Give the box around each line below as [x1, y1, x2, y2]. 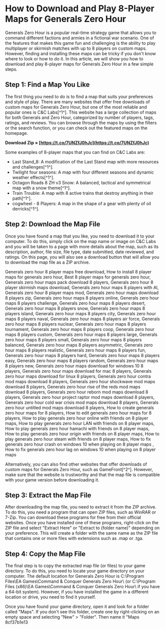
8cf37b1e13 [5, 619, 28, 625]
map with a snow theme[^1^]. [12, 185, 71, 191]
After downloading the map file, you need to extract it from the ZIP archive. [5, 504, 157, 510]
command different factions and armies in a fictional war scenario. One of [5, 35, 154, 41]
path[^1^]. [12, 195, 32, 201]
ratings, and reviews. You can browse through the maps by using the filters [5, 120, 157, 125]
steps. [5, 66, 18, 72]
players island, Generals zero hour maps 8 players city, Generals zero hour [5, 310, 156, 316]
